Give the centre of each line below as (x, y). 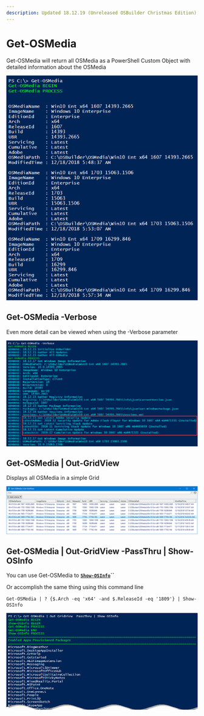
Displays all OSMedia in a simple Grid (53, 478)
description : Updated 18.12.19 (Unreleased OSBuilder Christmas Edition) (102, 13)
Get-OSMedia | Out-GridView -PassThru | (87, 551)
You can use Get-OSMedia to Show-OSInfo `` (60, 575)
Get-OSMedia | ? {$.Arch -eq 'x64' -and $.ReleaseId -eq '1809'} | (93, 599)
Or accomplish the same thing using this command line (75, 587)
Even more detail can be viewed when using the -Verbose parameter (92, 332)
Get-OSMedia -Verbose (52, 317)
